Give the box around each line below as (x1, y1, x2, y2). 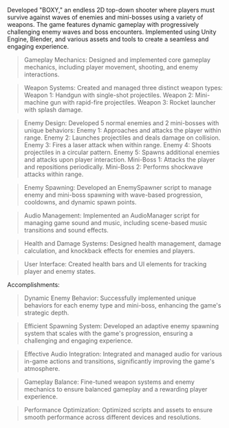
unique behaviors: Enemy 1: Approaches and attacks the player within (23, 127, 221, 134)
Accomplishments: (7, 281, 60, 288)
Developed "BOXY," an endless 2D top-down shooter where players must (7, 6, 215, 14)
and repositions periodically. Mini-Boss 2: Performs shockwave (23, 163, 204, 171)
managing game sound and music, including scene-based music (23, 219, 208, 226)
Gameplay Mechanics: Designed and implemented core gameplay (23, 56, 211, 64)
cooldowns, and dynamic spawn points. (23, 198, 137, 206)
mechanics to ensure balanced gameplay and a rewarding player (23, 385, 208, 393)
